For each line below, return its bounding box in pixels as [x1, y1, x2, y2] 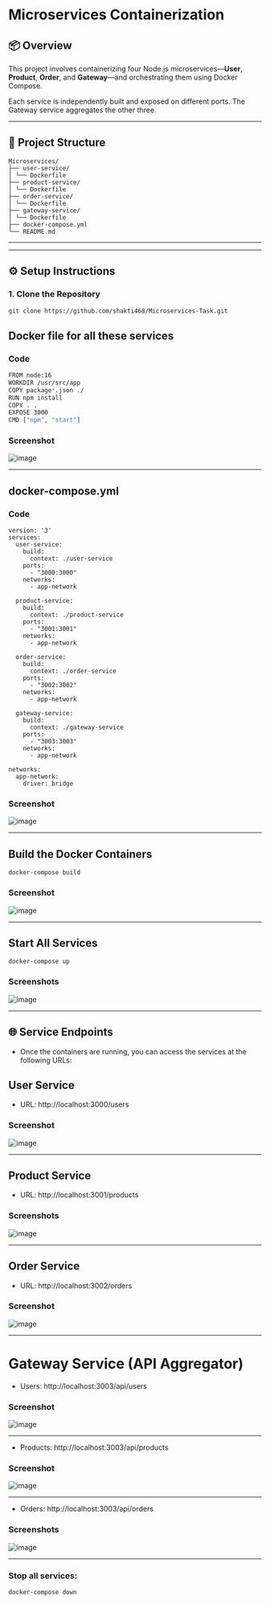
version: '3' [8, 526, 52, 535]
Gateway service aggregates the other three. [8, 105, 157, 114]
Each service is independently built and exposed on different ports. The [8, 96, 246, 106]
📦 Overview [8, 39, 72, 52]
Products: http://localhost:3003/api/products [19, 1442, 169, 1452]
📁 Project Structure [8, 136, 106, 149]
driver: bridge [22, 779, 74, 788]
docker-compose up [8, 958, 70, 966]
